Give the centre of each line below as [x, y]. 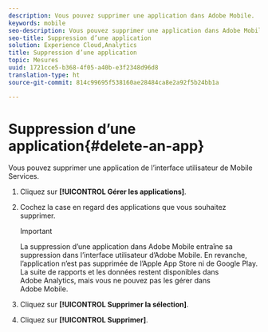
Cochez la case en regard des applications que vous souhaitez [123, 207]
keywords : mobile [37, 23]
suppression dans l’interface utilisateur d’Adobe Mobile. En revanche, [133, 255]
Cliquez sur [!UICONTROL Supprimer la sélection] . [104, 305]
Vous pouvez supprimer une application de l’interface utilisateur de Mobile [130, 168]
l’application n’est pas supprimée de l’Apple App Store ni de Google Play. [138, 263]
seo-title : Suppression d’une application [80, 38]
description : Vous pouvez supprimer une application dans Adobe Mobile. [132, 16]
